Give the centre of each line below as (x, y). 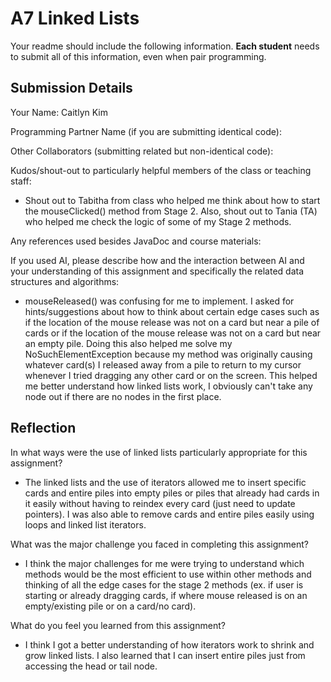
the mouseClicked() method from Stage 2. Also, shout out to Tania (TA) (171, 211)
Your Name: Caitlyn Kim (59, 112)
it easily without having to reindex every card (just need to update (160, 503)
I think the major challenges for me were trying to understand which (164, 563)
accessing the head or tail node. (91, 666)
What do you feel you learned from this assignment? (118, 625)
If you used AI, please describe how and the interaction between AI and (157, 260)
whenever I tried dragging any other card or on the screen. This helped (171, 375)
